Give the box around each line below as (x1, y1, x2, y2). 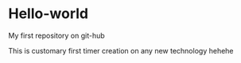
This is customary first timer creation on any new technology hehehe (8, 46, 234, 55)
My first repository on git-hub (8, 31, 105, 40)
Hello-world (8, 5, 89, 23)
